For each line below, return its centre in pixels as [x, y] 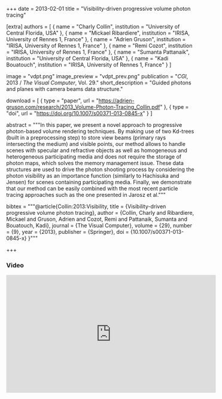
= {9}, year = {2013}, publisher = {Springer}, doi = [68, 232]
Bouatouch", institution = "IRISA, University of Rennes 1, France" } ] [89, 65]
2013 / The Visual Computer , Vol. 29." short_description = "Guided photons [99, 83]
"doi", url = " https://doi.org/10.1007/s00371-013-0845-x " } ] [79, 113]
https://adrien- [116, 100]
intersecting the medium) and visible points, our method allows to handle [96, 144]
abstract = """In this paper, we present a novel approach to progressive [94, 125]
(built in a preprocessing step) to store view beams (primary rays [86, 138]
